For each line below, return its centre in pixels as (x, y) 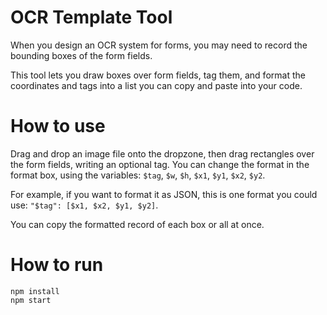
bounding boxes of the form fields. (81, 55)
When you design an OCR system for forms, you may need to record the (159, 45)
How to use (58, 126)
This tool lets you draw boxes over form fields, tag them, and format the (158, 75)
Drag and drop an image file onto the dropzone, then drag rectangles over (162, 153)
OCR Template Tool (91, 17)
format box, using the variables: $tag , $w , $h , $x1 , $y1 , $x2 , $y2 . (138, 175)
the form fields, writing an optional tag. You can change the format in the (160, 164)
